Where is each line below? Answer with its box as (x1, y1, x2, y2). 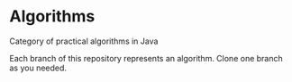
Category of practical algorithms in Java (9, 36, 159, 46)
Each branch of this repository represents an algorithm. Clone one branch (9, 53, 284, 63)
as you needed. (9, 62, 68, 73)
